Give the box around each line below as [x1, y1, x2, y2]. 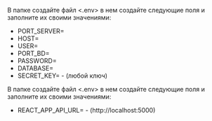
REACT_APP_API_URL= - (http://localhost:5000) [17, 106, 156, 114]
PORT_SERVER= [17, 27, 65, 35]
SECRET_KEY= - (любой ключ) [17, 71, 107, 80]
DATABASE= [17, 64, 54, 72]
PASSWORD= [17, 57, 58, 65]
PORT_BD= [17, 49, 51, 57]
